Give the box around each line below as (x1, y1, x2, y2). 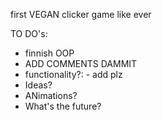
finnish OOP (24, 47, 75, 59)
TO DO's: (10, 28, 48, 39)
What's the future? (24, 100, 102, 112)
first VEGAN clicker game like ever (10, 9, 152, 20)
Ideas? (24, 79, 53, 91)
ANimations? (24, 90, 78, 101)
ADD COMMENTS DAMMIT (24, 58, 138, 69)
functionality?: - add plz (24, 69, 123, 80)
